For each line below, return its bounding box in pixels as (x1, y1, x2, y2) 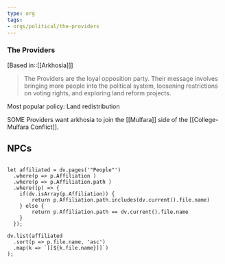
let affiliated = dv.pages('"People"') (7, 167, 121, 173)
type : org (7, 10, 36, 17)
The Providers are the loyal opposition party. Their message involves (23, 74, 218, 82)
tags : (7, 16, 23, 23)
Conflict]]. (30, 123, 59, 131)
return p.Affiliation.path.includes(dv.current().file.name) (32, 197, 211, 204)
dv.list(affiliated (7, 232, 63, 240)
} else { (19, 203, 45, 210)
